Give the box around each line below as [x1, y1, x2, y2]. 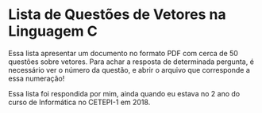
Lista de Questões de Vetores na [8, 6, 226, 24]
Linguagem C [8, 22, 98, 40]
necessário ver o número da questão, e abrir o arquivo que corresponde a [8, 65, 250, 74]
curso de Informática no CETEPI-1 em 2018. [8, 97, 151, 107]
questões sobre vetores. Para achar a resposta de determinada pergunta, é [8, 57, 254, 66]
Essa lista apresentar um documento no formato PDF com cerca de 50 [8, 48, 238, 58]
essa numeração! [8, 73, 65, 83]
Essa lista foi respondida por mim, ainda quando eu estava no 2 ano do [8, 89, 241, 98]
